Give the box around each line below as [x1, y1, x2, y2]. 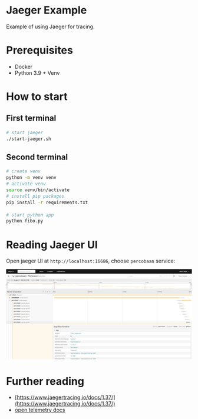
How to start [6, 90, 68, 104]
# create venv [6, 168, 41, 174]
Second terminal [6, 152, 68, 162]
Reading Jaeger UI [6, 238, 98, 251]
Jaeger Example [6, 4, 87, 17]
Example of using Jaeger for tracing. [6, 23, 95, 30]
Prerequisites [6, 44, 74, 57]
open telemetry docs [14, 407, 65, 414]
